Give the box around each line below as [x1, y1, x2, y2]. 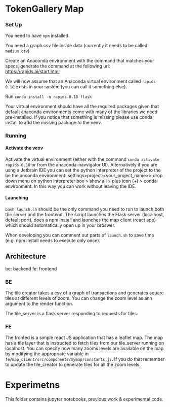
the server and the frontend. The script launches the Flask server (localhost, [5, 211, 164, 217]
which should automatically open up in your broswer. [5, 222, 115, 228]
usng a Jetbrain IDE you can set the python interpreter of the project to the [5, 167, 161, 173]
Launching [5, 195, 28, 201]
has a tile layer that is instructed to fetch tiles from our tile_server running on [5, 340, 164, 346]
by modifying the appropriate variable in [5, 351, 89, 357]
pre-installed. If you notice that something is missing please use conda [5, 114, 153, 120]
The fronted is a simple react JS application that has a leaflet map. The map [5, 334, 163, 341]
